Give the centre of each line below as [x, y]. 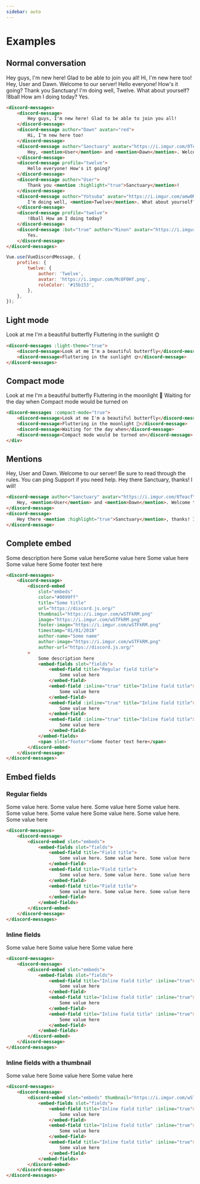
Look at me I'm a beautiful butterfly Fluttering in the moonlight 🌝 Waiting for [99, 395]
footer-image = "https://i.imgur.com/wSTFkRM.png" [99, 625]
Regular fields [27, 794]
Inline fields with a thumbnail [49, 1062]
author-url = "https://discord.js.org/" [86, 647]
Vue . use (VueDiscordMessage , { [44, 257]
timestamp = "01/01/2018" [67, 631]
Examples [31, 41]
